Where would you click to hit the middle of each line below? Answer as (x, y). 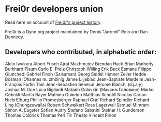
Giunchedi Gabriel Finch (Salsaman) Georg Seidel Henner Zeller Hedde (76, 74)
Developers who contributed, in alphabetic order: (81, 52)
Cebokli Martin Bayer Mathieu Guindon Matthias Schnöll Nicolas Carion (76, 94)
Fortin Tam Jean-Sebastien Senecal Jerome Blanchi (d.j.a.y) (83, 84)
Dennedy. (15, 37)
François (14, 84)
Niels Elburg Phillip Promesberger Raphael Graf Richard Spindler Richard (77, 100)
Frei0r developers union (54, 9)
